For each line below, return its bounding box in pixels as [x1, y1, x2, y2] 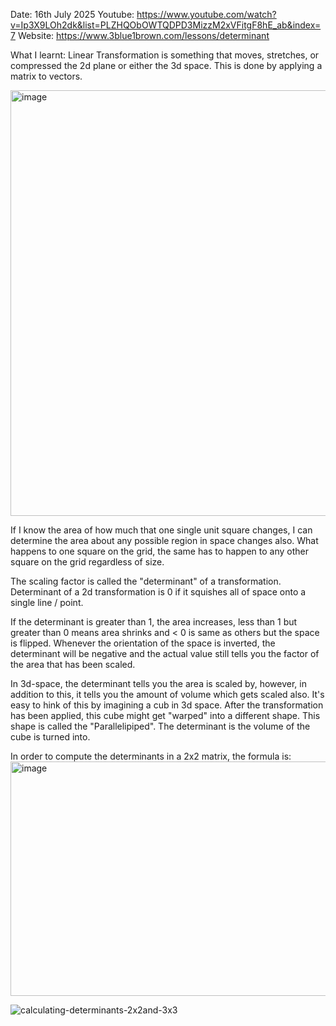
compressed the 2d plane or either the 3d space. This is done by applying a [10, 60, 323, 71]
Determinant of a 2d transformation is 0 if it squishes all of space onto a [10, 586, 307, 598]
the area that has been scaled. [10, 659, 136, 670]
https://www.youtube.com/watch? [136, 9, 277, 20]
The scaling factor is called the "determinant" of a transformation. [10, 575, 282, 587]
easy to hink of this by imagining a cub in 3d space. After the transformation [10, 699, 324, 711]
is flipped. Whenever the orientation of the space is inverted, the [10, 637, 276, 649]
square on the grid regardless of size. [10, 556, 165, 568]
